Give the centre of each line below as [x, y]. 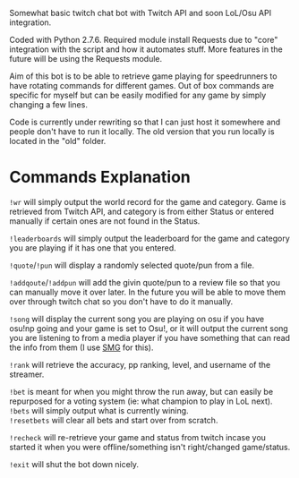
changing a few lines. [48, 105]
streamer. [27, 374]
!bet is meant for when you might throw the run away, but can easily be [141, 391]
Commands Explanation [100, 177]
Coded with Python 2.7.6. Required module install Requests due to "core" [144, 40]
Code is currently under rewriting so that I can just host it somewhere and [145, 122]
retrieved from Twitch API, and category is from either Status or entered [142, 211]
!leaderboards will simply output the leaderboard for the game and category [150, 238]
